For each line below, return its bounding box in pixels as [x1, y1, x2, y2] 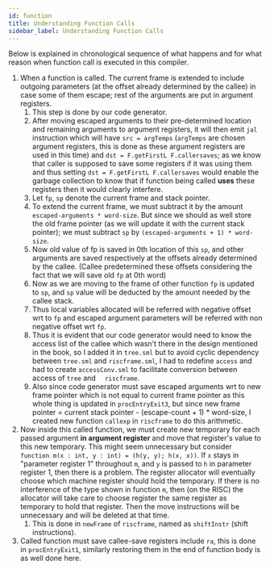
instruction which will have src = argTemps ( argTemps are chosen [31, 133, 246, 143]
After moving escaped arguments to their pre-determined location [31, 116, 251, 126]
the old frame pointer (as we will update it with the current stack [31, 219, 245, 228]
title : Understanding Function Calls [8, 19, 135, 27]
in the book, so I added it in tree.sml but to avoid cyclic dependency [31, 348, 260, 358]
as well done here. [19, 554, 82, 563]
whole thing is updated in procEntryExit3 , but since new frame [31, 399, 241, 408]
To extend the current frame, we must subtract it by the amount [31, 202, 243, 211]
